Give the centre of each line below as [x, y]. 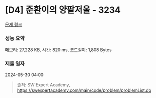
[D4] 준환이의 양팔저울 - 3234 [63, 10]
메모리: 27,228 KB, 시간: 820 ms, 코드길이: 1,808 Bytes [58, 50]
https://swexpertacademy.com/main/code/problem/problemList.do [84, 90]
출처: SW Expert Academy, [43, 85]
